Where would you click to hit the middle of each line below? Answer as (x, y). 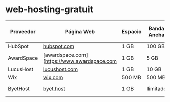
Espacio (132, 31)
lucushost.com (60, 69)
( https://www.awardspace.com (80, 61)
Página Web (80, 31)
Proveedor (23, 31)
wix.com (53, 77)
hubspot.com (59, 46)
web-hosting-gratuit (49, 9)
